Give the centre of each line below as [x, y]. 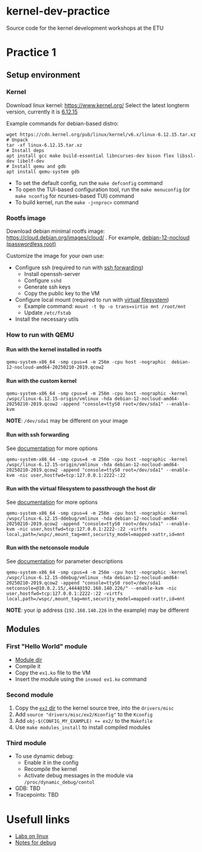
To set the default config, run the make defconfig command [89, 183]
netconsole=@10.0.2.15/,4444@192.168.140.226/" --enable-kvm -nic [92, 589]
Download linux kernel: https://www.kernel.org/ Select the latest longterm [98, 105]
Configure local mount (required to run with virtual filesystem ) [92, 300]
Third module [26, 743]
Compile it [28, 666]
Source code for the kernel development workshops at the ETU [85, 28]
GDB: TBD [28, 788]
